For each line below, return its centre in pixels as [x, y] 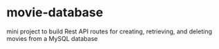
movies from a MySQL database [52, 38]
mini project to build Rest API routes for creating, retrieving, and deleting [109, 31]
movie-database [55, 13]
